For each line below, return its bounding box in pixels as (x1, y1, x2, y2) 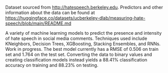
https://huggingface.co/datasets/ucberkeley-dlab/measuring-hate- (5, 15, 146, 21)
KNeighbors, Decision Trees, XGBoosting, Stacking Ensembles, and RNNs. (5, 41, 161, 47)
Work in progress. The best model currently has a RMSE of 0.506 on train (5, 46, 159, 52)
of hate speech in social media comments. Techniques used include (5, 35, 147, 41)
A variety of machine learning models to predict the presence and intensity (5, 30, 162, 36)
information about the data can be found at (5, 10, 95, 16)
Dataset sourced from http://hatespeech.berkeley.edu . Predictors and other (5, 5, 163, 10)
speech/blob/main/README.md (5, 20, 72, 26)
